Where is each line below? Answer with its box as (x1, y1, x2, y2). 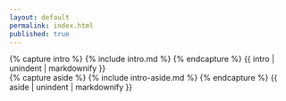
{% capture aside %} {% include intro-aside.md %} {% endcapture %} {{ (9, 73, 278, 83)
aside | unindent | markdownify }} (9, 82, 132, 93)
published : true (9, 29, 70, 38)
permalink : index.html (9, 21, 94, 30)
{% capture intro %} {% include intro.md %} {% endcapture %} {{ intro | (9, 54, 275, 65)
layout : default (9, 12, 70, 22)
